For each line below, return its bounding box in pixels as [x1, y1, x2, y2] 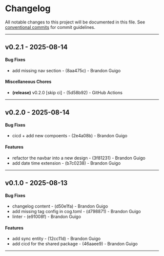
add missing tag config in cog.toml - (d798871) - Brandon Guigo [12, 209, 141, 214]
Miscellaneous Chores [5, 79, 52, 85]
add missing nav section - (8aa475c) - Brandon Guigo [12, 67, 121, 73]
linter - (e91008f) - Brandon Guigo [12, 213, 82, 220]
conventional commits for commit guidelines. [5, 24, 96, 30]
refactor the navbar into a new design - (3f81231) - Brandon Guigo [12, 155, 145, 161]
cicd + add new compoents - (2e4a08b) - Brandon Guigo [12, 133, 128, 139]
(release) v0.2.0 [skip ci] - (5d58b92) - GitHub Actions [12, 89, 123, 95]
